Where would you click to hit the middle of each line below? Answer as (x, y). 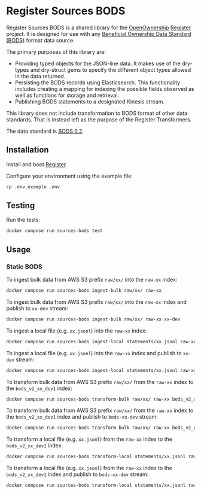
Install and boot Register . (37, 164)
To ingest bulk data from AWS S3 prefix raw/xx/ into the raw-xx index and (96, 302)
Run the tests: (23, 220)
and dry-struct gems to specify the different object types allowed (111, 69)
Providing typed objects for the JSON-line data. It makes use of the (98, 63)
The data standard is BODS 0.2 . (45, 131)
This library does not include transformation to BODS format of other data (97, 113)
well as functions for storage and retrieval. (67, 95)
